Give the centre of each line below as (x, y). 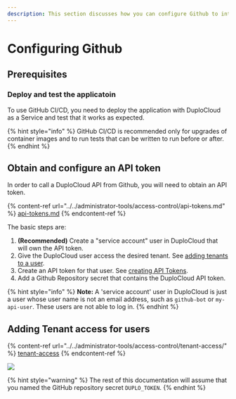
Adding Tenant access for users (79, 329)
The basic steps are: (37, 227)
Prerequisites (37, 75)
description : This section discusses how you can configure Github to (113, 14)
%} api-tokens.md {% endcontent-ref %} (67, 214)
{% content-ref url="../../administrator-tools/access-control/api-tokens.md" (116, 206)
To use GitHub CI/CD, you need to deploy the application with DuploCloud (114, 110)
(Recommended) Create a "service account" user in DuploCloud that (118, 241)
